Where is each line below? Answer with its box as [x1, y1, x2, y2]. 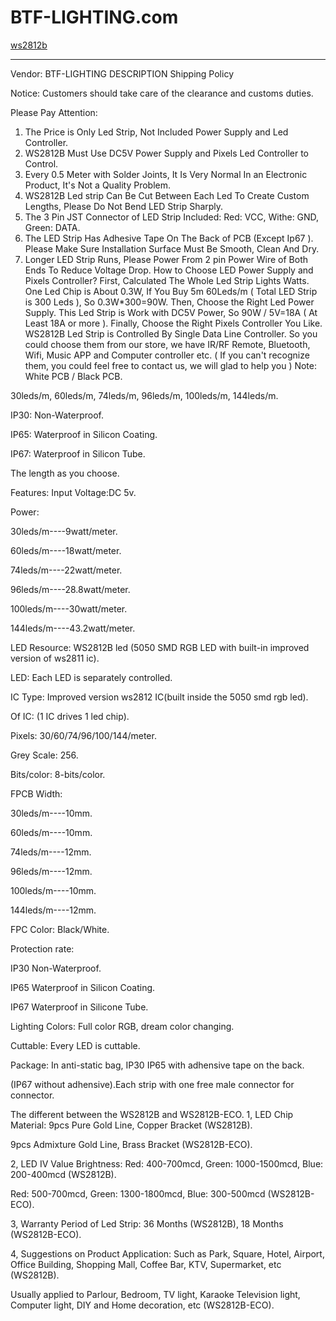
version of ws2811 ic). [10, 652, 100, 664]
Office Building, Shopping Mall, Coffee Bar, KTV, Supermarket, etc [10, 1258, 282, 1270]
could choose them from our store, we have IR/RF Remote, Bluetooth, [24, 338, 311, 350]
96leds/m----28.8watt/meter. [10, 583, 131, 595]
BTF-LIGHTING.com [10, 6, 179, 29]
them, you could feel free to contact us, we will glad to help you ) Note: [24, 359, 318, 371]
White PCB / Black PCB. [24, 370, 123, 382]
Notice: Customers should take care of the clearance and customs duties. [10, 87, 314, 99]
